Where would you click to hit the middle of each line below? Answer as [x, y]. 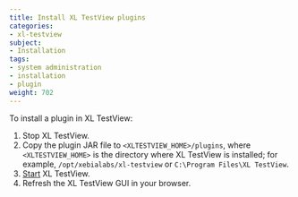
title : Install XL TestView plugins [77, 17]
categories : [31, 26]
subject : [26, 43]
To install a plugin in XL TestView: [71, 118]
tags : [19, 59]
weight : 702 [31, 92]
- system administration [55, 68]
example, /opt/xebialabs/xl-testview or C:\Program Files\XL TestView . [155, 164]
